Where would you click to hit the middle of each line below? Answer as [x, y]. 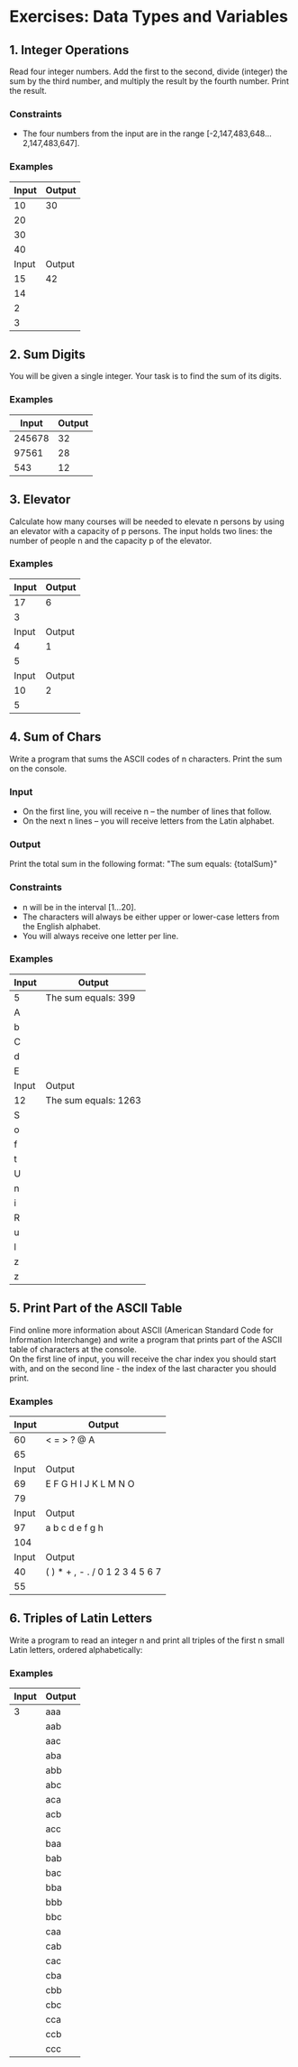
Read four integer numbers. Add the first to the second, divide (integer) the [149, 71]
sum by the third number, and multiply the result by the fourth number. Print [149, 81]
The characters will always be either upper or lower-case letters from [151, 917]
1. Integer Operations [69, 50]
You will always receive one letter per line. [100, 936]
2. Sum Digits [47, 354]
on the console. [38, 768]
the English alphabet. [61, 926]
